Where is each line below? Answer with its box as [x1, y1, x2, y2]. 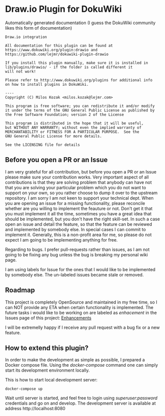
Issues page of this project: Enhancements [5, 314, 92, 321]
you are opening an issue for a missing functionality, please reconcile [5, 200, 145, 206]
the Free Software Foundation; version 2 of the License [5, 112, 124, 117]
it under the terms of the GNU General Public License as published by [5, 107, 155, 113]
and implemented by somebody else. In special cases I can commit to [5, 226, 146, 232]
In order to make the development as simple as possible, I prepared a [5, 357, 145, 363]
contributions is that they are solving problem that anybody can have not [5, 179, 152, 185]
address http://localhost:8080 [5, 406, 65, 412]
